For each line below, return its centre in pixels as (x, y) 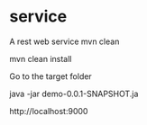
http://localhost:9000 (49, 111)
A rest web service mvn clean (64, 41)
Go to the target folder (51, 76)
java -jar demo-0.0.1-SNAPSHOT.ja (74, 94)
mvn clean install (41, 58)
